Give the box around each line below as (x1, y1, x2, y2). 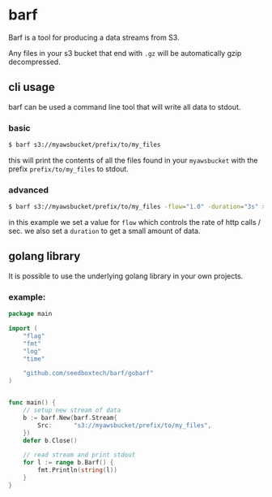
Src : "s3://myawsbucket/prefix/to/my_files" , (37, 421, 212, 430)
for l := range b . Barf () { (23, 459, 114, 467)
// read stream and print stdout (23, 451, 136, 460)
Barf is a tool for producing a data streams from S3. (8, 32, 180, 42)
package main (8, 310, 53, 318)
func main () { (8, 399, 57, 407)
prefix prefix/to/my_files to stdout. (8, 164, 130, 174)
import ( (8, 325, 38, 333)
